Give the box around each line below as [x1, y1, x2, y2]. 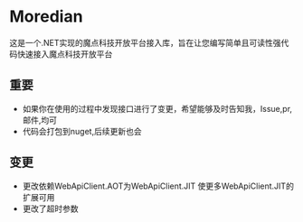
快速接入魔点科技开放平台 [16, 48, 113, 60]
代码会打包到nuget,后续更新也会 [22, 125, 142, 136]
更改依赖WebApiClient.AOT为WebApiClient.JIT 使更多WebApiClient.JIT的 [22, 180, 294, 191]
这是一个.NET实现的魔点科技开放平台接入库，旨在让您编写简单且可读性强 [9, 37, 282, 48]
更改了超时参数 [22, 203, 79, 214]
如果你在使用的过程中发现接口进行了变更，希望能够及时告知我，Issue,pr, [22, 103, 292, 114]
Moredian [9, 6, 83, 27]
